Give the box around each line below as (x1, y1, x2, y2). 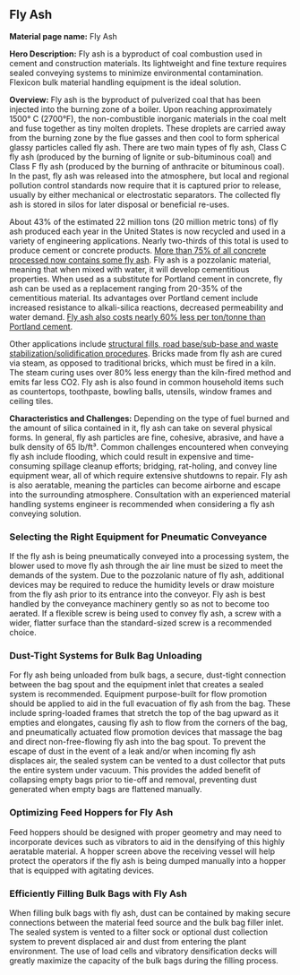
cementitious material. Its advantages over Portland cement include (9, 292, 259, 303)
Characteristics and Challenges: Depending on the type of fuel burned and (9, 412, 290, 424)
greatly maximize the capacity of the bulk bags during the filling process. (9, 955, 279, 966)
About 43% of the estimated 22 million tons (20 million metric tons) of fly (9, 216, 279, 227)
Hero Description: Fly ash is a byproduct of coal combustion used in (9, 48, 262, 59)
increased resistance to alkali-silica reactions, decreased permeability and (9, 302, 284, 313)
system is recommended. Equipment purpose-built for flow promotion (9, 689, 267, 700)
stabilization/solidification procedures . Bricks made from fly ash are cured (9, 348, 282, 358)
